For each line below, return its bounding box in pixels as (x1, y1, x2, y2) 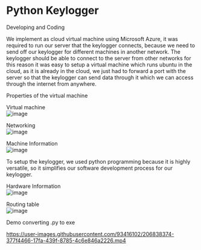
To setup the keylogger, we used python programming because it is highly (6, 158, 191, 165)
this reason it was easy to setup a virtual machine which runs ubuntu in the (6, 61, 193, 68)
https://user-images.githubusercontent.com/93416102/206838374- (6, 230, 174, 237)
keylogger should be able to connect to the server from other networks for (6, 54, 191, 62)
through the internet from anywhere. (6, 80, 97, 88)
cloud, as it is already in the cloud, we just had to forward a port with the (6, 67, 186, 74)
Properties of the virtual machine (6, 92, 88, 99)
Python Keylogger (6, 4, 99, 18)
